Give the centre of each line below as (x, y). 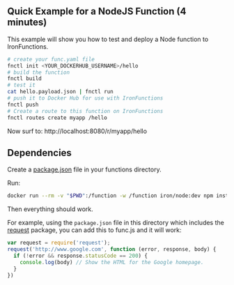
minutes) (27, 23)
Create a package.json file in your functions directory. (84, 169)
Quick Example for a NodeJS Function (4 (97, 11)
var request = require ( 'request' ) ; (59, 243)
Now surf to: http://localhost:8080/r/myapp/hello (77, 131)
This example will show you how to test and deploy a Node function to (108, 39)
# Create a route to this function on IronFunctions (85, 111)
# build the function (39, 72)
